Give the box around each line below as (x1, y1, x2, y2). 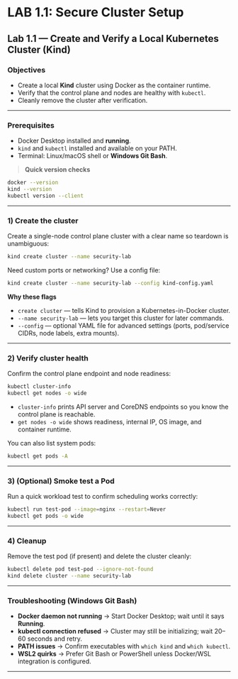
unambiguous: (7, 239, 50, 248)
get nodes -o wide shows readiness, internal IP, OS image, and (17, 417, 202, 426)
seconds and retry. (27, 634, 83, 643)
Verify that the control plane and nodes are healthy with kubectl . (17, 88, 206, 96)
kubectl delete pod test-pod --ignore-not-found (7, 565, 154, 573)
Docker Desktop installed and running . (17, 136, 131, 145)
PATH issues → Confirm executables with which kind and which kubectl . (17, 642, 231, 651)
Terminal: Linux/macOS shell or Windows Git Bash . (17, 152, 168, 160)
